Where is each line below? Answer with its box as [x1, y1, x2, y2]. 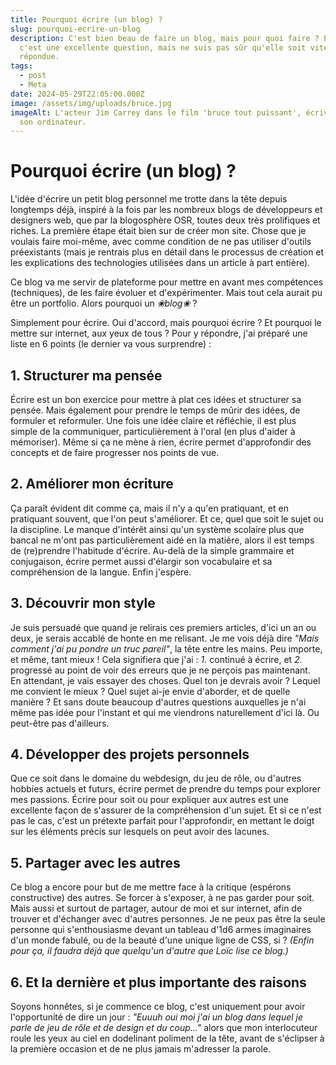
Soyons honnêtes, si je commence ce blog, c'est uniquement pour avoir [10, 1001, 306, 1013]
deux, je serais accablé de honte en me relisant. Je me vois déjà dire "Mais [10, 632, 320, 644]
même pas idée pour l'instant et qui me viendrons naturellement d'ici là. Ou [10, 706, 320, 718]
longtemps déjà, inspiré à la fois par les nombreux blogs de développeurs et [10, 204, 323, 216]
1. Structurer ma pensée [10, 367, 163, 384]
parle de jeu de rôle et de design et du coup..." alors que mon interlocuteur [10, 1022, 318, 1034]
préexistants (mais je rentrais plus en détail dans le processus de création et [10, 246, 325, 258]
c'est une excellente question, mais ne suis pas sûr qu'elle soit [19, 42, 307, 53]
